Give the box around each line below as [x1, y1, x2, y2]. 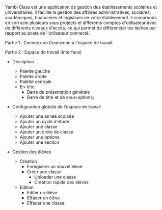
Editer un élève [27, 190, 57, 195]
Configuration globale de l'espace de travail [12, 104, 101, 109]
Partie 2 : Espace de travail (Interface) [5, 49, 82, 55]
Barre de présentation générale [27, 89, 90, 95]
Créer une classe [27, 169, 62, 175]
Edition [19, 184, 34, 190]
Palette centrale [19, 79, 52, 84]
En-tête [19, 84, 35, 90]
